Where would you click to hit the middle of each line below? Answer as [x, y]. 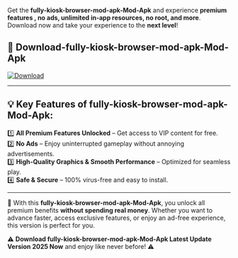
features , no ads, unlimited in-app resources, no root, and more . [104, 18]
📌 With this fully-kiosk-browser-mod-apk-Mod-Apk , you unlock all [106, 203]
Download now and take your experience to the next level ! [93, 25]
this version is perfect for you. [51, 225]
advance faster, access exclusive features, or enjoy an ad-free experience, [117, 218]
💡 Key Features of [47, 104]
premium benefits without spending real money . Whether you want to [110, 210]
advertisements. [31, 153]
